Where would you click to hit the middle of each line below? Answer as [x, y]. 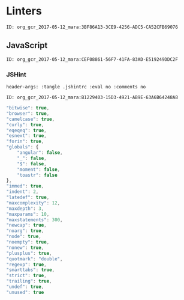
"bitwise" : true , [28, 108]
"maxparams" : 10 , [28, 214]
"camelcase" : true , [31, 119]
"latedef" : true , [28, 197]
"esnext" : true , [26, 136]
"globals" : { [22, 147]
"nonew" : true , [25, 248]
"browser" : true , [28, 113]
